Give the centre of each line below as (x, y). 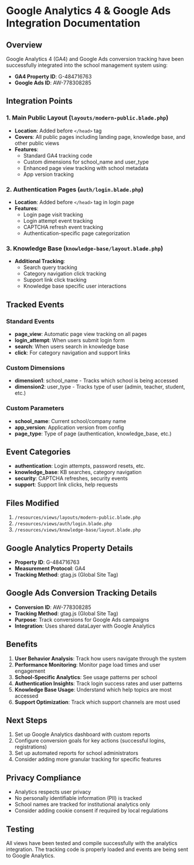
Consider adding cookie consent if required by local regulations (91, 810)
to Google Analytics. (30, 856)
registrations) (31, 747)
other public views (37, 143)
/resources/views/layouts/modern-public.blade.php (78, 518)
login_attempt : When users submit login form (69, 340)
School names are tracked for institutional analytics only (82, 805)
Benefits (22, 644)
